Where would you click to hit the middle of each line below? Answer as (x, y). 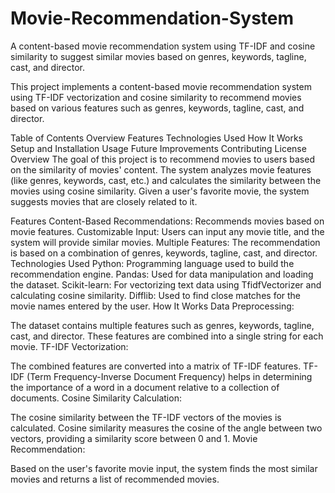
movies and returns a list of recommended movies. (115, 479)
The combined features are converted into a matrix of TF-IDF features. (156, 366)
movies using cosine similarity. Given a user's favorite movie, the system (160, 191)
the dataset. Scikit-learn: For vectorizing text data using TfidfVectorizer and (166, 284)
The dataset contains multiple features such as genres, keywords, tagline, (162, 325)
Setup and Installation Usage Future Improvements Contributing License (158, 148)
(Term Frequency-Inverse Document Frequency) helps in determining (169, 376)
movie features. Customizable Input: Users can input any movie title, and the (167, 231)
